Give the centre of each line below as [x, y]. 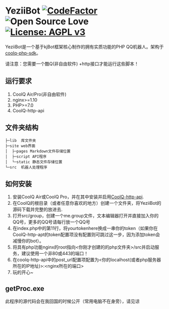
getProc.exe [25, 289]
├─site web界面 [20, 146]
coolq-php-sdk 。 [23, 53]
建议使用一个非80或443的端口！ [55, 254]
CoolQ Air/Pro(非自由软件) [39, 94]
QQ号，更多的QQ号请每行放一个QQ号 [51, 222]
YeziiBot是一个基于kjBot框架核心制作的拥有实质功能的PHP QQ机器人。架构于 [84, 47]
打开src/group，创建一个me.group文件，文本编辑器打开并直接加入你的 [86, 216]
